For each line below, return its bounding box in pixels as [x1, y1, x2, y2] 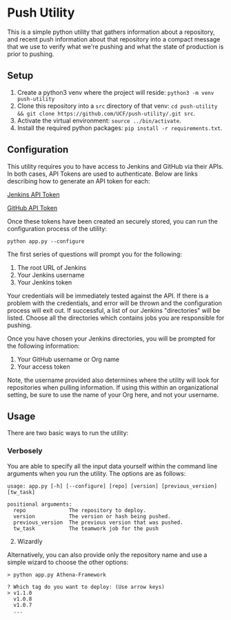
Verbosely [7, 446, 43, 456]
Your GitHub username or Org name [17, 355, 119, 363]
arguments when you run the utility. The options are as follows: [7, 469, 186, 477]
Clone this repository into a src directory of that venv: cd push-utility [17, 102, 218, 110]
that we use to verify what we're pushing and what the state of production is [7, 42, 224, 51]
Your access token [17, 362, 70, 371]
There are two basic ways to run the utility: [7, 429, 129, 437]
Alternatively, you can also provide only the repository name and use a [7, 550, 208, 558]
